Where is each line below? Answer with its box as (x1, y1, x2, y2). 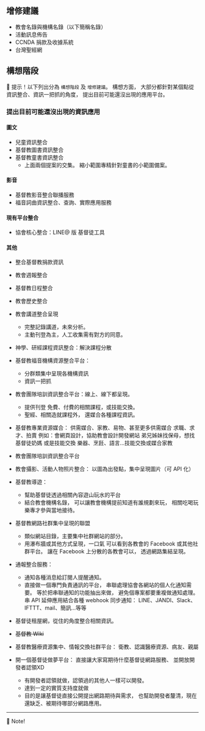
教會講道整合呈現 (15, 310, 59, 318)
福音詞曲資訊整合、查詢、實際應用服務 (15, 198, 112, 206)
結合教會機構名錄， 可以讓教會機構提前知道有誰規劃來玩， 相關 (24, 499, 183, 506)
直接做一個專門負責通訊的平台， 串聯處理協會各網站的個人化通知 (24, 581, 187, 589)
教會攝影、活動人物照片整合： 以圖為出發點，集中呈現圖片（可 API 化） (15, 465, 194, 473)
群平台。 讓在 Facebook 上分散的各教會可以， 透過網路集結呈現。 (24, 548, 189, 555)
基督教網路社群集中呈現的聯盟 (15, 520, 90, 527)
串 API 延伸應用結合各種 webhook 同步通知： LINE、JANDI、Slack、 (24, 597, 196, 604)
